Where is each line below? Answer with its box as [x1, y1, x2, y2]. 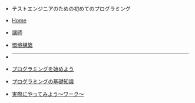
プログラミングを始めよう [11, 65, 74, 72]
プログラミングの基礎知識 [11, 78, 74, 85]
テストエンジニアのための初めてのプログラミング [11, 5, 131, 12]
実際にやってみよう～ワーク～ [11, 91, 84, 97]
